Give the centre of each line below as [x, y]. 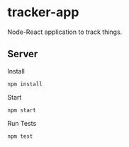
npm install [25, 84]
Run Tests [22, 123]
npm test [20, 136]
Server [23, 54]
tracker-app [43, 12]
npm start [22, 110]
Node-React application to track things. [65, 32]
